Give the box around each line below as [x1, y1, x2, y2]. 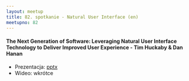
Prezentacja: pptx [14, 63, 58, 70]
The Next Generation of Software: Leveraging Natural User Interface [6, 38, 177, 45]
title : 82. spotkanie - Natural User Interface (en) [6, 14, 139, 20]
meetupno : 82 [6, 19, 38, 25]
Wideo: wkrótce [14, 69, 54, 76]
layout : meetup [6, 8, 44, 15]
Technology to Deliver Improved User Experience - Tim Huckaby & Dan [6, 43, 183, 50]
